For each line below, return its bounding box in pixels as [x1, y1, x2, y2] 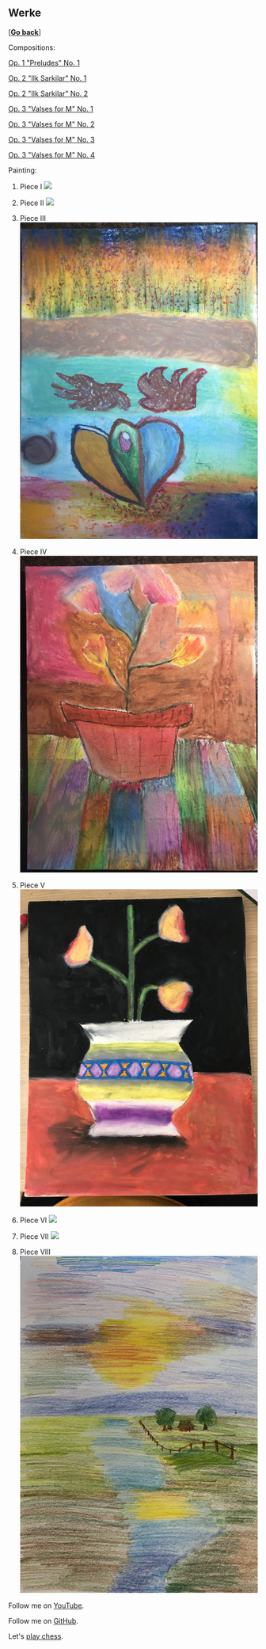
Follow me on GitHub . [8, 1616, 79, 1625]
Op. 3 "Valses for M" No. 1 [8, 104, 93, 113]
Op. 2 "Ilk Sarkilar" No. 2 [8, 89, 89, 98]
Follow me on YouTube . [8, 1601, 85, 1610]
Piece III [19, 213, 46, 222]
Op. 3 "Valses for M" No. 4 [8, 150, 95, 159]
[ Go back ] [8, 27, 42, 36]
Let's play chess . [8, 1631, 63, 1641]
